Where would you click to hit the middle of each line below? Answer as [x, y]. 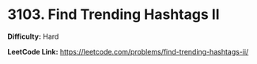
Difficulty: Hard [33, 36]
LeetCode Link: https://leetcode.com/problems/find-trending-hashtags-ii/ [128, 51]
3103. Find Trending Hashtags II [113, 15]
